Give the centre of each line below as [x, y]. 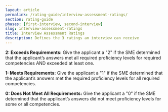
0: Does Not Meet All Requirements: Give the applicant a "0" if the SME [80, 93]
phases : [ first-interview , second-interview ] [54, 24]
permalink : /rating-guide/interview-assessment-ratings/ [67, 15]
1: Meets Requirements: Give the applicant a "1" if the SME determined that [84, 73]
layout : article [22, 10]
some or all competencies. [33, 104]
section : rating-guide [29, 19]
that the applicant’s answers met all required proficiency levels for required [83, 58]
